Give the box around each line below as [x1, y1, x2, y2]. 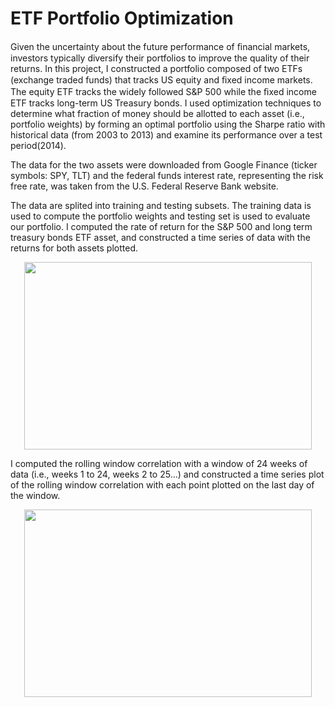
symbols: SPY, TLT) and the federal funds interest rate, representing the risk [10, 169, 324, 181]
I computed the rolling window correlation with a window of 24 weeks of [10, 457, 308, 469]
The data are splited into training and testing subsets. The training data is [10, 199, 312, 211]
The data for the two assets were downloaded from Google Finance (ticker [10, 158, 318, 171]
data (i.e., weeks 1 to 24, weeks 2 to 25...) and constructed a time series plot [10, 468, 325, 480]
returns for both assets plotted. [10, 242, 139, 254]
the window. [10, 489, 61, 501]
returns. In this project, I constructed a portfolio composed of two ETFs [10, 62, 303, 74]
